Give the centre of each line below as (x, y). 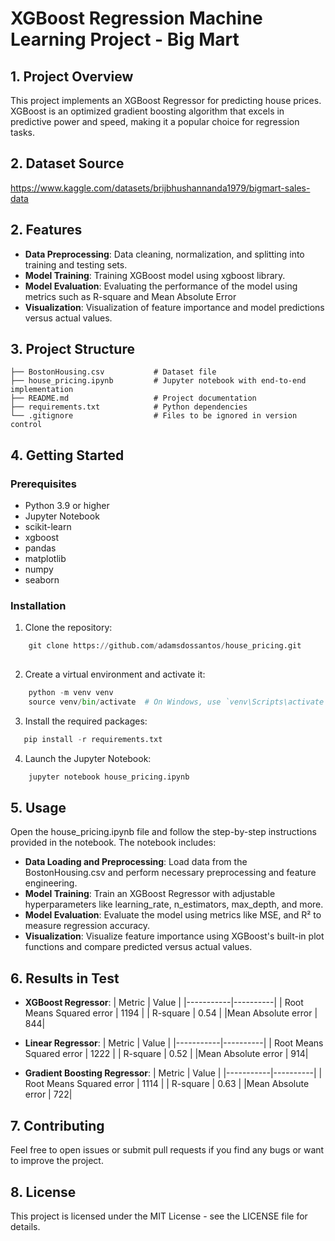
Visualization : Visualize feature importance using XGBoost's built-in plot (174, 936)
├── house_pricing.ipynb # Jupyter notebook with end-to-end (158, 381)
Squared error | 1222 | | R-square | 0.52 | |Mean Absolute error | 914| (166, 1054)
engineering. (51, 883)
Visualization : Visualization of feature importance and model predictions (174, 307)
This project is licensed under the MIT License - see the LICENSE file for (159, 1216)
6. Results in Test (65, 978)
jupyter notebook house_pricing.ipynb (109, 777)
